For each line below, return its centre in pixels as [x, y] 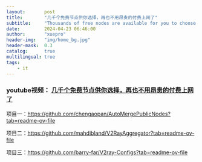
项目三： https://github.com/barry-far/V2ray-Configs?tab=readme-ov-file [97, 152]
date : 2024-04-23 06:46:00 [51, 29]
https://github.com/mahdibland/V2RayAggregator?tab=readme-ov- [111, 133]
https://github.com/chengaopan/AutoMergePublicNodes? [99, 114]
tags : [13, 62]
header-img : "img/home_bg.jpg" [48, 40]
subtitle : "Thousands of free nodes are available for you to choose [101, 23]
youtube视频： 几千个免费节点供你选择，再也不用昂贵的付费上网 [100, 90]
